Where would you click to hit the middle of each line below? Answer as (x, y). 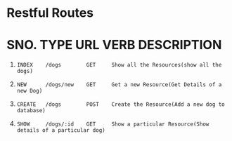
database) (31, 111)
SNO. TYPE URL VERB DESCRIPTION (114, 45)
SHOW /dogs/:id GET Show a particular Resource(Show (113, 124)
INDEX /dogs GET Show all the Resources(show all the (119, 65)
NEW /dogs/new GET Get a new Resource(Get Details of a (119, 85)
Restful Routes (50, 13)
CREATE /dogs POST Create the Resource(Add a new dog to (121, 105)
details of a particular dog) (61, 130)
